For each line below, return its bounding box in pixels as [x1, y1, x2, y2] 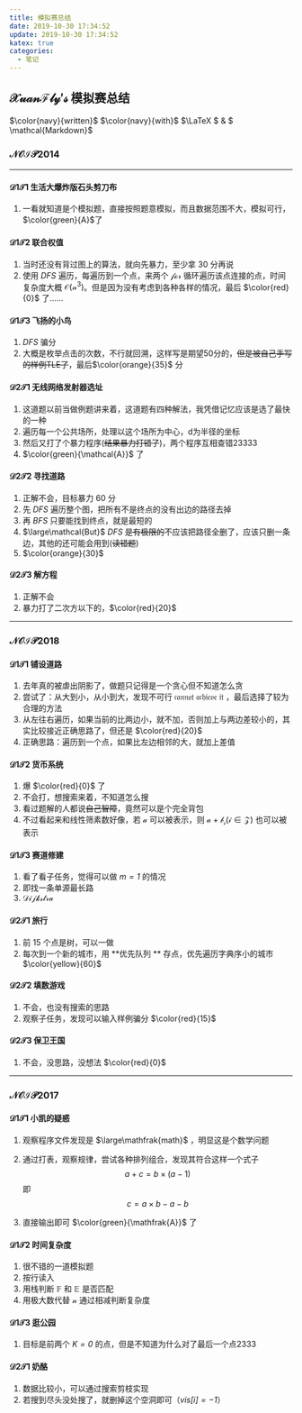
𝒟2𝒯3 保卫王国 [9, 1035, 66, 1046]
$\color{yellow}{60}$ [22, 958, 102, 969]
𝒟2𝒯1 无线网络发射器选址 [9, 381, 103, 392]
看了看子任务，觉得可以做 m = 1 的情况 [22, 871, 166, 882]
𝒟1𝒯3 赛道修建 [9, 849, 65, 861]
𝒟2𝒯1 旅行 [9, 915, 49, 925]
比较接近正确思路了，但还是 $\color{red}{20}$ [30, 725, 203, 736]
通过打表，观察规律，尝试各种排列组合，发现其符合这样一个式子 [22, 1154, 259, 1165]
